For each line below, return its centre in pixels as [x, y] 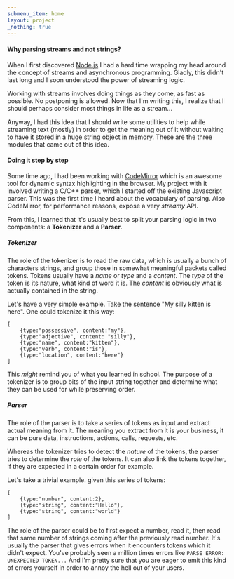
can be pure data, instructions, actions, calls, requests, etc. [92, 438]
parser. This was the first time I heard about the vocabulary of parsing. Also [116, 198]
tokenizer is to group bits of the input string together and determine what [112, 381]
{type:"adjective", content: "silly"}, [78, 337]
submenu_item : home [36, 14]
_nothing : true [29, 27]
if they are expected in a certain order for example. [81, 466]
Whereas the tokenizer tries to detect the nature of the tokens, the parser [113, 451]
